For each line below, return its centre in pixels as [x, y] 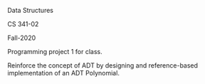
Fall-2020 [22, 38]
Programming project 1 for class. [55, 52]
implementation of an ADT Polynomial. [63, 73]
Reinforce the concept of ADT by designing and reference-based [102, 65]
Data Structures [30, 10]
